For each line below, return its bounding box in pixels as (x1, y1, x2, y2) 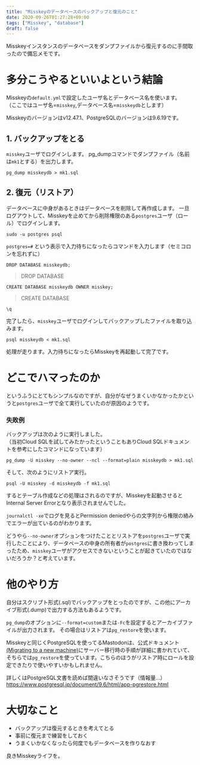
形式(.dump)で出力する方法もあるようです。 (16, 606, 125, 613)
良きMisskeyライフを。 (6, 752, 63, 759)
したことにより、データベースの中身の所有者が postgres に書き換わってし (11, 540, 189, 547)
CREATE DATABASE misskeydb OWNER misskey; (6, 284, 113, 290)
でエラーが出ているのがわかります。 (6, 519, 95, 527)
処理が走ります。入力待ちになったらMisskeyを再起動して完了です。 (6, 348, 172, 355)
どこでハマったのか (6, 371, 100, 384)
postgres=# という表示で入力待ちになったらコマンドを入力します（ (6, 243, 171, 250)
